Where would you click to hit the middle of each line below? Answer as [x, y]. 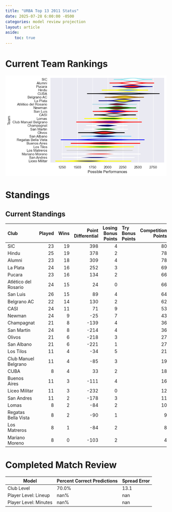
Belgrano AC [21, 301]
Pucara [15, 274]
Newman [17, 316]
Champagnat [21, 323]
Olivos [14, 337]
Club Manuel [21, 359]
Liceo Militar [20, 391]
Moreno [16, 443]
